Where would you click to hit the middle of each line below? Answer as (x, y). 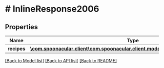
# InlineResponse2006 (52, 9)
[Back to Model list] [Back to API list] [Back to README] (61, 61)
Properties (21, 27)
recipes (16, 49)
